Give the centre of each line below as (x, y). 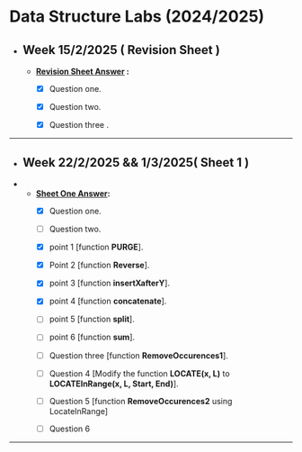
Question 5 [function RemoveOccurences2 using (141, 401)
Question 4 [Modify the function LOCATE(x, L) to (140, 373)
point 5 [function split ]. (92, 319)
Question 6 (70, 429)
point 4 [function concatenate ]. (108, 301)
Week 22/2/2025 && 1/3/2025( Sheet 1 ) (136, 163)
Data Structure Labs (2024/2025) (137, 17)
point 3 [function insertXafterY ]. (110, 283)
